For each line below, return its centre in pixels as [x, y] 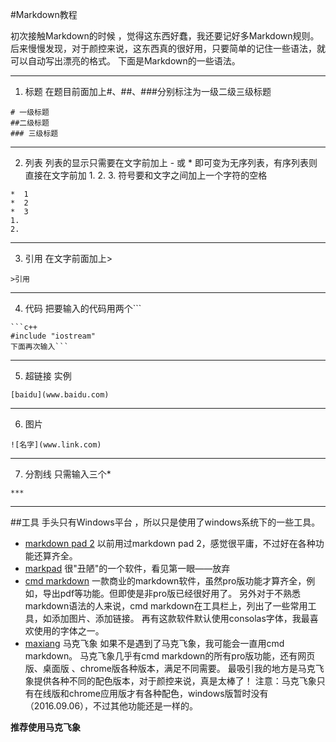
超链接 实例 [48, 376]
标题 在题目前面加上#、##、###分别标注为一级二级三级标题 [148, 91]
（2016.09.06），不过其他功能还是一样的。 [111, 706]
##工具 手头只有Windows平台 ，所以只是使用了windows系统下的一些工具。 [165, 522]
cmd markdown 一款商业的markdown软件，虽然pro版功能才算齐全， [165, 581]
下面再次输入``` [39, 347]
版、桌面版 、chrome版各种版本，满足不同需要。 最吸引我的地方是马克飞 [174, 668]
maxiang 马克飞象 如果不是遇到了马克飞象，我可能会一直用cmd [154, 643]
